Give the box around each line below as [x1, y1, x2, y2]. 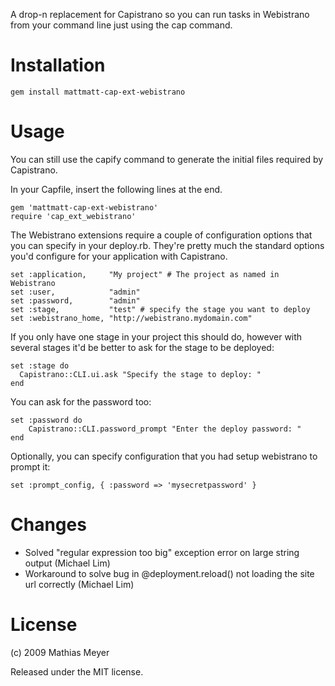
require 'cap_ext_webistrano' [10, 211, 137, 221]
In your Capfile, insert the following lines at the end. [10, 183, 223, 195]
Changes [10, 514, 87, 536]
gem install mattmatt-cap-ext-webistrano [10, 87, 186, 97]
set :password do [10, 415, 83, 425]
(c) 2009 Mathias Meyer [10, 646, 110, 658]
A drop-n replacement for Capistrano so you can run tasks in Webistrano [10, 9, 310, 20]
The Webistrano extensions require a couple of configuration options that [10, 229, 313, 241]
